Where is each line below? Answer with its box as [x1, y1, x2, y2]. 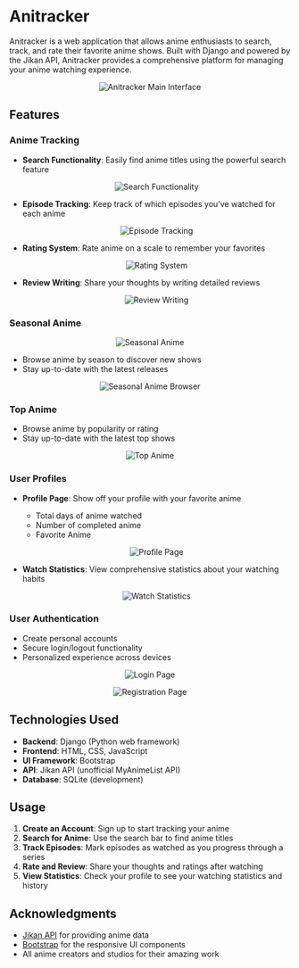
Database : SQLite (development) [21, 774, 145, 784]
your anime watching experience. [9, 64, 132, 75]
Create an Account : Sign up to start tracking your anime [21, 823, 230, 834]
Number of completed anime [35, 519, 141, 530]
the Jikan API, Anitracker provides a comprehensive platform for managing [9, 54, 284, 65]
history [21, 881, 49, 891]
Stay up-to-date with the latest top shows [21, 433, 176, 443]
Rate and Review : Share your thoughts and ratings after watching [21, 861, 263, 872]
